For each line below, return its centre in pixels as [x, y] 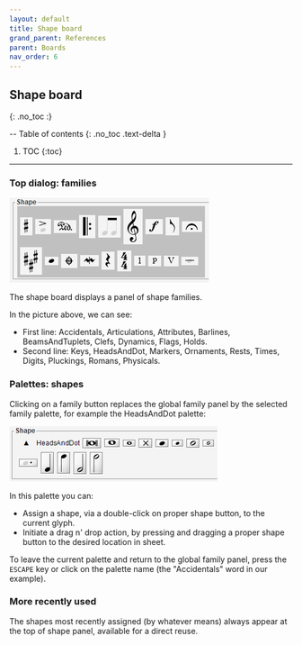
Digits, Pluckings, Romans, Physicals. [91, 361]
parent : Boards [38, 48]
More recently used [53, 602]
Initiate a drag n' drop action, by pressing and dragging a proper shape [153, 532]
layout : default [40, 19]
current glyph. [49, 522]
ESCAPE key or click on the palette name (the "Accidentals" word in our [138, 568]
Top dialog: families [53, 183]
